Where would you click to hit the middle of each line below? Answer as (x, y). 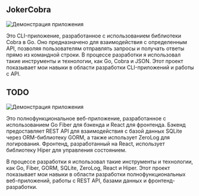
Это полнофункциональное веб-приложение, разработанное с (86, 118)
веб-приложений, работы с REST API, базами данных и (77, 181)
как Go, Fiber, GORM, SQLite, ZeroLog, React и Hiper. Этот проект (88, 168)
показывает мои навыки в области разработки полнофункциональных (96, 174)
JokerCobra (29, 10)
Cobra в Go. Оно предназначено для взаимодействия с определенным (97, 42)
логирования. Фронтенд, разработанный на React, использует (85, 144)
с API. (13, 73)
